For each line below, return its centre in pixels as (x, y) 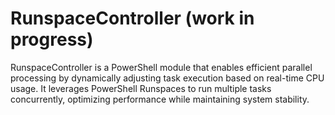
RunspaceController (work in (132, 18)
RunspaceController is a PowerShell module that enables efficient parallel (161, 67)
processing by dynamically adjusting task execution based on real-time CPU (167, 78)
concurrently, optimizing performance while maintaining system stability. (160, 99)
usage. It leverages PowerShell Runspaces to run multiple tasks (141, 88)
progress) (52, 39)
